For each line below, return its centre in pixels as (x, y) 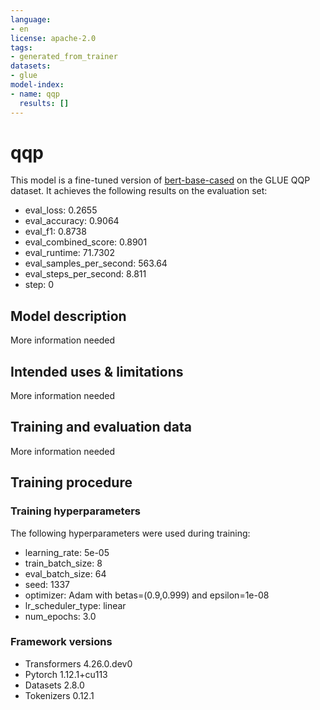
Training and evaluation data (101, 427)
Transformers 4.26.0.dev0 (78, 663)
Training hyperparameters (75, 511)
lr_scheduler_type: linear (75, 605)
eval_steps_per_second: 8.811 (85, 274)
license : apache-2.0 (53, 38)
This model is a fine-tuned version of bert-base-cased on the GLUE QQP (160, 180)
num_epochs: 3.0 (60, 616)
